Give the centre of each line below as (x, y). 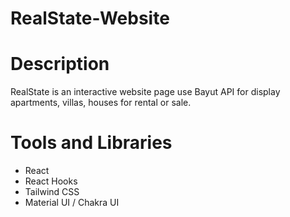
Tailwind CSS (52, 192)
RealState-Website (90, 18)
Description (60, 64)
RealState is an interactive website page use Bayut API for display (145, 92)
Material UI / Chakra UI (72, 203)
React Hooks (51, 181)
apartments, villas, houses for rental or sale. (101, 103)
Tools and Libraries (91, 143)
